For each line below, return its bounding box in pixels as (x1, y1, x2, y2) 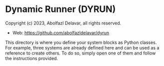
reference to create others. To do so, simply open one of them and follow (5, 50, 156, 56)
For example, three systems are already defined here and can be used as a (5, 44, 159, 50)
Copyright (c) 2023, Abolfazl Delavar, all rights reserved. (5, 20, 121, 26)
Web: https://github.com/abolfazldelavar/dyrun (12, 29, 109, 35)
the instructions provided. (5, 55, 58, 61)
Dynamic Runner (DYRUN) (5, 3, 116, 15)
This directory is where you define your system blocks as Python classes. (5, 39, 157, 45)
